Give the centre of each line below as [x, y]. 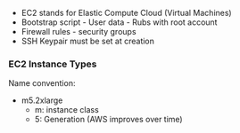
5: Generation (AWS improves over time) [109, 120]
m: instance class [66, 110]
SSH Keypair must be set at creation [88, 41]
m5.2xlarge [42, 100]
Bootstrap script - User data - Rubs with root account [119, 22]
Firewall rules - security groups [79, 31]
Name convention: [42, 83]
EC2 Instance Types [53, 64]
